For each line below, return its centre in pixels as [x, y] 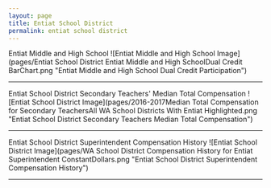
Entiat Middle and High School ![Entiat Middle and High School [112, 54]
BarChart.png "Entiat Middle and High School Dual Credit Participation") [128, 71]
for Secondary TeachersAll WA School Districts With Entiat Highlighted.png [133, 111]
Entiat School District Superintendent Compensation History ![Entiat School [133, 142]
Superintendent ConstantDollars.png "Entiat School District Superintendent [133, 159]
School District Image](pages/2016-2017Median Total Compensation [146, 102]
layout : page [30, 16]
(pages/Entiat [31, 62]
